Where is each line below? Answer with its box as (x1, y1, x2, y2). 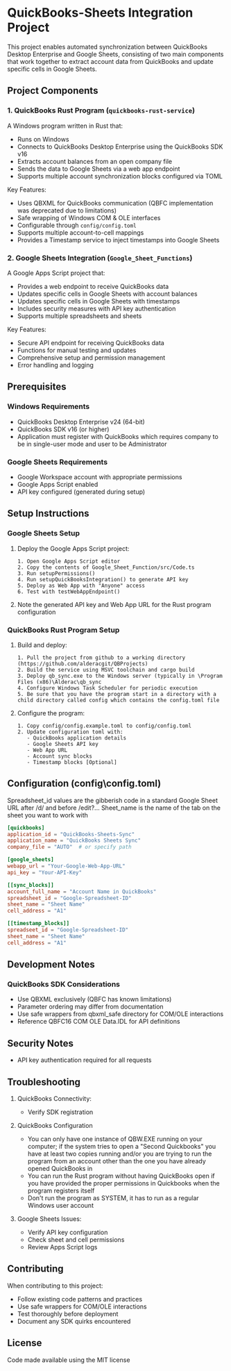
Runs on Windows (17, 135, 69, 143)
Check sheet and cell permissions (27, 1236, 125, 1244)
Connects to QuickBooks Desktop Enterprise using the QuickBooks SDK (17, 142, 223, 151)
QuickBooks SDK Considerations (7, 979, 120, 989)
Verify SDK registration (27, 1108, 94, 1116)
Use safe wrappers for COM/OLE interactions (17, 1302, 147, 1311)
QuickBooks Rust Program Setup (7, 625, 120, 635)
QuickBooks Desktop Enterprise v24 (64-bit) (17, 417, 146, 426)
